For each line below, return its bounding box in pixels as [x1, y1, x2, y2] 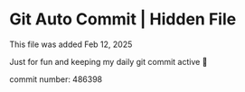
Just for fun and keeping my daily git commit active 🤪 [9, 56, 208, 67]
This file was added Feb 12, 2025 [9, 39, 133, 50]
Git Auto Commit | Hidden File [9, 9, 237, 30]
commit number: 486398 [9, 73, 102, 85]
